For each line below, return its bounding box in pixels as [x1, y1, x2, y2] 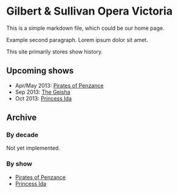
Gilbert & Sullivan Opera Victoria [6, 4, 173, 18]
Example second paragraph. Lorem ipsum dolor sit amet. [6, 36, 148, 43]
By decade [6, 131, 38, 139]
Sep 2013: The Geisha [15, 88, 71, 96]
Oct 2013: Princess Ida [15, 94, 72, 102]
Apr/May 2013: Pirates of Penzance [15, 82, 104, 89]
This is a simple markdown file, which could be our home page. [6, 24, 165, 32]
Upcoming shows [6, 66, 74, 76]
